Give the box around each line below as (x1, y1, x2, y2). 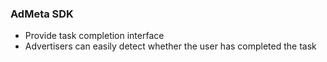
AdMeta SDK (10, 7, 74, 21)
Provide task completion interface (24, 30, 165, 42)
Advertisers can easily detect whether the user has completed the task (24, 40, 317, 52)
